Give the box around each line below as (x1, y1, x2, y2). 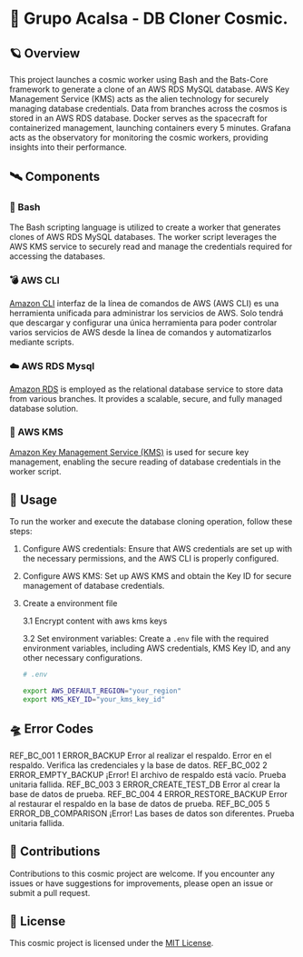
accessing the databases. (9, 250, 106, 262)
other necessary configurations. (22, 653, 143, 663)
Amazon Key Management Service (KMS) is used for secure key (9, 446, 249, 457)
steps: (9, 526, 33, 537)
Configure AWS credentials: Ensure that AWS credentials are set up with (22, 543, 293, 554)
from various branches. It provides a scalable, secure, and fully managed (9, 394, 283, 404)
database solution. (9, 404, 79, 414)
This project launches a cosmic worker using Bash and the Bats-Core (9, 75, 269, 85)
